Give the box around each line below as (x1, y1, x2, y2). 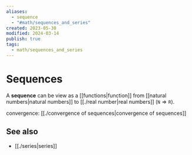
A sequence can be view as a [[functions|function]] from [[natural (6, 92, 167, 99)
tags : (6, 42, 19, 48)
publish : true (6, 36, 41, 42)
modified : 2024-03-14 (6, 31, 59, 37)
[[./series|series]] (14, 142, 57, 149)
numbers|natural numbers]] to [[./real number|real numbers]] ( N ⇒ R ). (6, 98, 175, 105)
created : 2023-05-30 (6, 25, 57, 31)
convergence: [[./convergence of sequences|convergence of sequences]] (6, 110, 187, 117)
